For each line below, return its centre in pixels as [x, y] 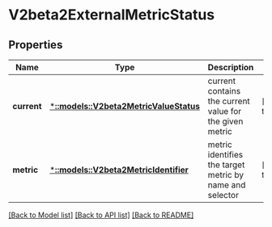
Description [231, 67]
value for [225, 111]
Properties [36, 45]
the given [225, 121]
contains [224, 91]
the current [229, 101]
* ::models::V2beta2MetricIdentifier [119, 170]
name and [227, 185]
